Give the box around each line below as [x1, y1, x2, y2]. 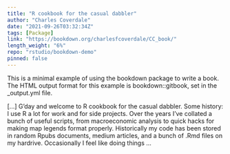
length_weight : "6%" [7, 42, 67, 49]
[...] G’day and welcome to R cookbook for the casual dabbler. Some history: [7, 102, 224, 110]
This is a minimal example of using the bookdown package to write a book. [7, 74, 219, 82]
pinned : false [7, 55, 48, 62]
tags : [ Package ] [7, 29, 54, 37]
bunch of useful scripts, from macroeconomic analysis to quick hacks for [7, 117, 215, 125]
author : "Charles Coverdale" [7, 17, 91, 23]
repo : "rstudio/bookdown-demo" [7, 49, 97, 56]
